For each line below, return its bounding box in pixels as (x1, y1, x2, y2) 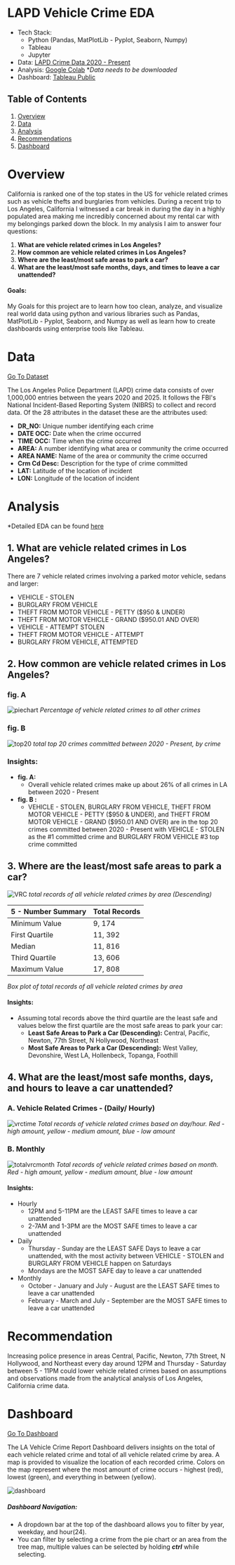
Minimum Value (11, 918, 62, 928)
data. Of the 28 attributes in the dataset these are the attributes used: (7, 408, 208, 416)
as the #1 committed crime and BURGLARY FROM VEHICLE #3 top (27, 832, 220, 840)
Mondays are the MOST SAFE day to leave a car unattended (27, 1267, 202, 1275)
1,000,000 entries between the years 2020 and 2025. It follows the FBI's (7, 393, 216, 402)
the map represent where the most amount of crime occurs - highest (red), (7, 1465, 223, 1474)
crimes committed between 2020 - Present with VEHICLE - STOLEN (27, 825, 224, 833)
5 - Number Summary (11, 906, 86, 916)
